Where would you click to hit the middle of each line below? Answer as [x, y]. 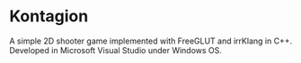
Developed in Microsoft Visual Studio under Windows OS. [116, 50]
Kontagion [49, 16]
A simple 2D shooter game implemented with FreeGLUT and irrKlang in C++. [151, 41]
